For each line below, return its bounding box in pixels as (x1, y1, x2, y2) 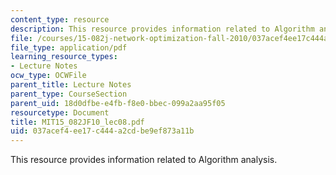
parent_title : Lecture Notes (10, 80, 132, 90)
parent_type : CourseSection (10, 89, 128, 99)
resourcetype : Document (10, 107, 110, 118)
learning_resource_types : (10, 52, 118, 62)
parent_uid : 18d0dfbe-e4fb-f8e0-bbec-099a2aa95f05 (10, 98, 226, 108)
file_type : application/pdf (10, 42, 128, 53)
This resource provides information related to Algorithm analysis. (10, 154, 278, 166)
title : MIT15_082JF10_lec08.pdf (10, 117, 145, 127)
